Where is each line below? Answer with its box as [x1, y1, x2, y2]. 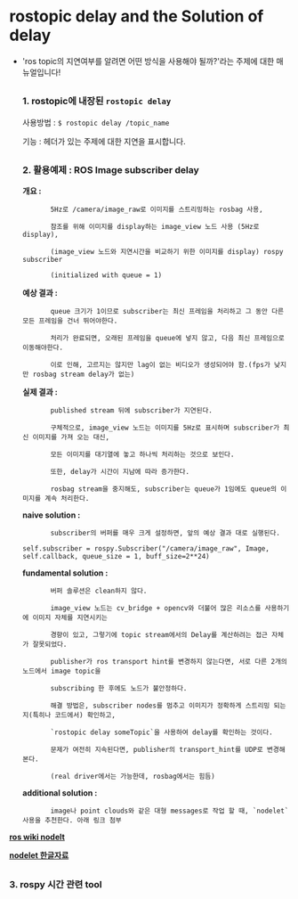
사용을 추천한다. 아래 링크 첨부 [21, 816, 122, 825]
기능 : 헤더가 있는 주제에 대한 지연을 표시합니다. [21, 135, 187, 146]
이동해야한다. [21, 343, 64, 353]
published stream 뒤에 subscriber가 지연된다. [50, 406, 213, 415]
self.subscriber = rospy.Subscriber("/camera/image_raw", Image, [21, 544, 270, 553]
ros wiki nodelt [9, 831, 65, 843]
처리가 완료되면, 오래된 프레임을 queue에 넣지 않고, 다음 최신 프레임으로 [50, 334, 285, 343]
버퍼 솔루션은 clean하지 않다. [50, 586, 148, 596]
